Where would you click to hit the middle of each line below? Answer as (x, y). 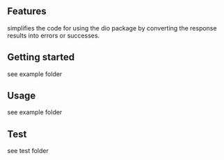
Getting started (41, 57)
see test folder (28, 151)
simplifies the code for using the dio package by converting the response (112, 28)
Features (27, 11)
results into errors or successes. (54, 35)
